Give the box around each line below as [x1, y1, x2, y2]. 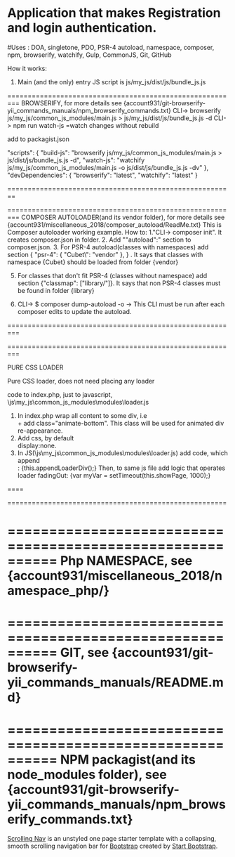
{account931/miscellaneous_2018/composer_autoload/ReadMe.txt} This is [7, 220, 222, 229]
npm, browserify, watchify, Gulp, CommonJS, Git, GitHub [7, 51, 172, 59]
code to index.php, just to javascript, [7, 390, 113, 398]
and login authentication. [7, 20, 157, 36]
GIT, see [60, 645, 109, 661]
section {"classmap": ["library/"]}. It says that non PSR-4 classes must [17, 279, 221, 287]
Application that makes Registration [7, 5, 221, 21]
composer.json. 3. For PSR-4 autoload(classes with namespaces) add [7, 242, 209, 251]
